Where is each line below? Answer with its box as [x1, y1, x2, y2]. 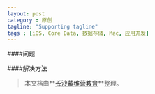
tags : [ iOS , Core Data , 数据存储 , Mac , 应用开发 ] [7, 29, 149, 37]
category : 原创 [7, 17, 52, 24]
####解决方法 [7, 64, 47, 73]
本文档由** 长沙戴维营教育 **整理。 [24, 79, 123, 88]
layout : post [7, 10, 45, 17]
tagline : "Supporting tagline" [7, 23, 98, 30]
